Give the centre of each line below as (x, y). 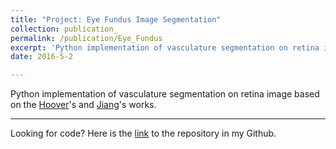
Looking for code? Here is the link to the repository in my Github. (143, 133)
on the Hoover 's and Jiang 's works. (83, 105)
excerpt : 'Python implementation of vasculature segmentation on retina (165, 47)
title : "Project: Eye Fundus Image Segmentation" (116, 19)
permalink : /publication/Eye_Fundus (86, 38)
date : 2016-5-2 (42, 57)
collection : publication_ (64, 29)
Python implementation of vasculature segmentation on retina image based (165, 94)
